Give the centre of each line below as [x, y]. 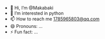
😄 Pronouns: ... [26, 26]
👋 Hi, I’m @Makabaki [32, 8]
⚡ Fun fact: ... [24, 32]
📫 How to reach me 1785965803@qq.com [55, 19]
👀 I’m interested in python [37, 13]
